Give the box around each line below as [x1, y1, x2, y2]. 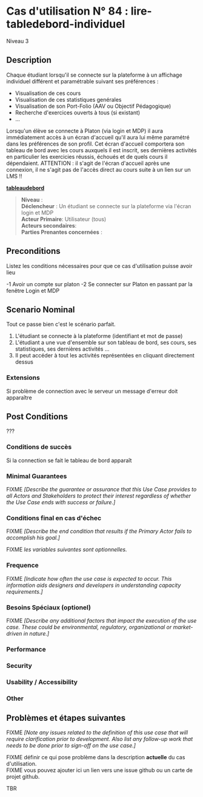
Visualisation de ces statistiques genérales [15, 96, 122, 103]
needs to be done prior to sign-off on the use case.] [6, 742, 136, 750]
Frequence [6, 561, 39, 570]
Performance [6, 645, 47, 653]
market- [173, 623, 193, 631]
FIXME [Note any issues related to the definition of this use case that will [6, 729, 188, 736]
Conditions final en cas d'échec [6, 514, 102, 522]
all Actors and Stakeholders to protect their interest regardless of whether [6, 492, 191, 500]
